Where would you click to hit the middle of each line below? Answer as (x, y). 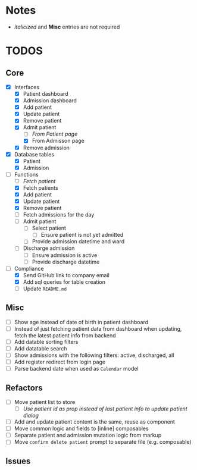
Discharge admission (49, 248)
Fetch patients (40, 187)
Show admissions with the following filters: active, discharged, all (94, 355)
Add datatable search (40, 348)
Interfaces (27, 87)
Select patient (49, 228)
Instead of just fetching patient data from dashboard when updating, (98, 328)
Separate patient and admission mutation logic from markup (88, 435)
